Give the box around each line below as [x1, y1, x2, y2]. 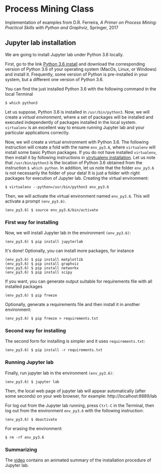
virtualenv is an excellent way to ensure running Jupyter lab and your [5, 124, 145, 130]
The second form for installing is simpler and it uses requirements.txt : [5, 338, 146, 344]
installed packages [5, 284, 43, 289]
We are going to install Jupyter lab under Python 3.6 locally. [5, 51, 124, 57]
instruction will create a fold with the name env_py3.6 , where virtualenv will [5, 144, 156, 150]
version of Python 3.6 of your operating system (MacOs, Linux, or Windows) [5, 66, 157, 72]
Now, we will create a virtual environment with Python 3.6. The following [5, 139, 149, 145]
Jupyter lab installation [5, 39, 76, 47]
